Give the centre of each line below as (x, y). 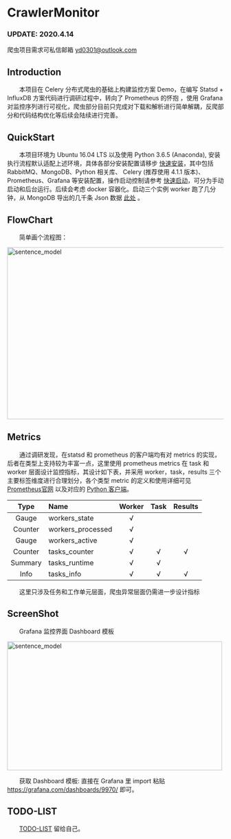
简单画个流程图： (43, 237)
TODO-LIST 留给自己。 (52, 829)
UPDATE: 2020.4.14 (41, 34)
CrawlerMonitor (53, 13)
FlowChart (30, 220)
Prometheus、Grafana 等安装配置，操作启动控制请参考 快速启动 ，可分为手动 (115, 181)
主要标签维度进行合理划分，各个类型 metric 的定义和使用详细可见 (99, 480)
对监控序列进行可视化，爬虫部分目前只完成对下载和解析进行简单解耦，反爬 (112, 107)
